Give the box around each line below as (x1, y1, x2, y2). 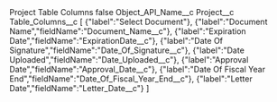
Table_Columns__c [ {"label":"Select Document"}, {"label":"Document (9, 16, 268, 27)
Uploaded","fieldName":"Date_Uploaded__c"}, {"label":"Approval (9, 55, 249, 64)
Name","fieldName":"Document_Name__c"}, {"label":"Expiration (9, 26, 246, 37)
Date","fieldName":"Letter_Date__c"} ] (9, 83, 150, 93)
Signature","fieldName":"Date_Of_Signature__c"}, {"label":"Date (9, 45, 245, 55)
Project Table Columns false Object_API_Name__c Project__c (9, 7, 235, 17)
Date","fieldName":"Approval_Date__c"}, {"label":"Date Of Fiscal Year (9, 64, 266, 74)
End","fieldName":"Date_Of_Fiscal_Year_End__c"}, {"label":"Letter (9, 73, 253, 84)
